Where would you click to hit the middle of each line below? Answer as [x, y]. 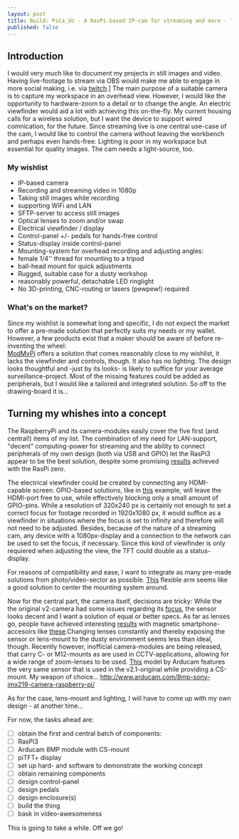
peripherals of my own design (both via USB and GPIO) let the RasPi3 [109, 453]
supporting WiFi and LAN [54, 206]
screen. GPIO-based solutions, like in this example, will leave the [127, 490]
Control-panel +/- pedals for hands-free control [87, 236]
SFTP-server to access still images [69, 213]
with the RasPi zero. [37, 468]
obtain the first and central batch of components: [90, 733]
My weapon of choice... [64, 676]
